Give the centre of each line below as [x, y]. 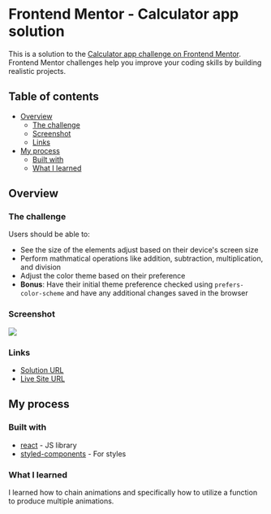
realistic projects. [37, 71]
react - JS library [48, 445]
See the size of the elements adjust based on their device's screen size [139, 250]
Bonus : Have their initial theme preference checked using [116, 284]
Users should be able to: [49, 234]
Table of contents [54, 97]
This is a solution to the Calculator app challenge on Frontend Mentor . [125, 54]
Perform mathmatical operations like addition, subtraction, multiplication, [142, 259]
